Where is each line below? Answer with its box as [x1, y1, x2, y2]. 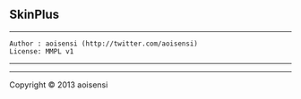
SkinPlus [9, 7, 60, 22]
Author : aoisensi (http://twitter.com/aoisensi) [9, 39, 199, 48]
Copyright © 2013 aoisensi [9, 79, 108, 90]
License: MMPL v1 [9, 46, 74, 56]
